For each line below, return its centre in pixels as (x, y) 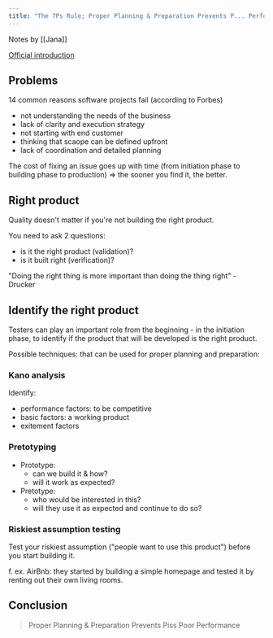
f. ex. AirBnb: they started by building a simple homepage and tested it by (131, 571)
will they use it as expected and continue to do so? (117, 508)
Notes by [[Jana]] (38, 39)
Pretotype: (38, 491)
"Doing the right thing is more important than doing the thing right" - (123, 276)
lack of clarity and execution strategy (82, 125)
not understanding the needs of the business (95, 116)
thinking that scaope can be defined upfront (94, 142)
